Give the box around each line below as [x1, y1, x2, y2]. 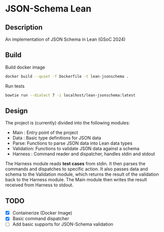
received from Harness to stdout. [5, 182, 74, 188]
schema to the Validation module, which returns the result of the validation [5, 171, 159, 177]
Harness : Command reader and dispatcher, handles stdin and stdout [12, 151, 155, 157]
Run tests [5, 83, 25, 89]
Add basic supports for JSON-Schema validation [12, 221, 114, 227]
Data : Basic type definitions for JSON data [12, 135, 101, 141]
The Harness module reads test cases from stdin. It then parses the [5, 161, 145, 167]
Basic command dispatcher [12, 215, 69, 221]
